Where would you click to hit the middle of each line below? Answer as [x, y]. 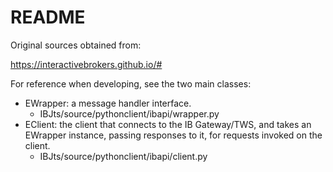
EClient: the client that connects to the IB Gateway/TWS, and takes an [168, 124]
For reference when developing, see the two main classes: [131, 83]
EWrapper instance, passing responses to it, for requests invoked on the [173, 135]
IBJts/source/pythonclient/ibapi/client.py [123, 156]
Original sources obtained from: [76, 45]
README [48, 17]
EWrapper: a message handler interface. [108, 103]
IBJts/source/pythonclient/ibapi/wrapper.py [129, 113]
